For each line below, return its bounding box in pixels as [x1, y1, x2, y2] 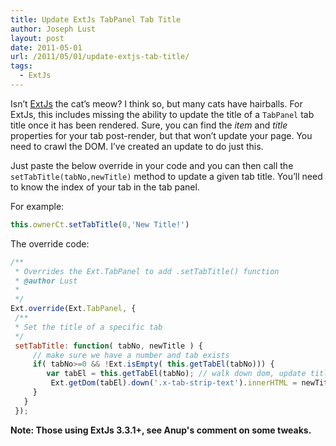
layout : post [10, 33, 65, 43]
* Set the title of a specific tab [14, 322, 163, 332]
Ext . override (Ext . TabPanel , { [10, 304, 137, 314]
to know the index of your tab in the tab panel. [10, 181, 200, 193]
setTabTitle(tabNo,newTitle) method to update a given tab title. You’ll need [10, 170, 323, 182]
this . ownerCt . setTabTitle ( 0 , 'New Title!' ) [10, 219, 190, 230]
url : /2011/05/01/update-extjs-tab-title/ [10, 52, 190, 62]
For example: [10, 200, 65, 212]
